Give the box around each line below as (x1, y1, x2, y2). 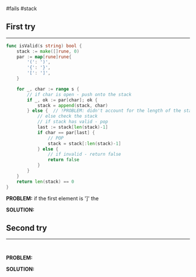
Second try (6, 223, 47, 233)
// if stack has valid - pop (37, 119, 108, 125)
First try (6, 22, 36, 32)
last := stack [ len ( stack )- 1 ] (37, 124, 108, 131)
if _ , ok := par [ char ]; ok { (27, 97, 98, 103)
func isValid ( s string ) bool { (6, 43, 82, 49)
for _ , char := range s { (16, 86, 80, 92)
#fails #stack (6, 5, 37, 12)
